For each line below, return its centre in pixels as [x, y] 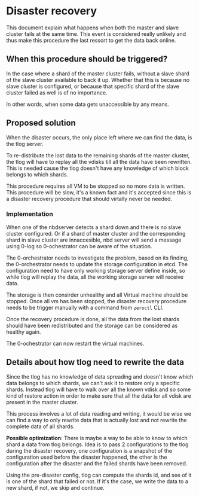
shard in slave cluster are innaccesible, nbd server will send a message [94, 240]
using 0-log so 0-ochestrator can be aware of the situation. [79, 246]
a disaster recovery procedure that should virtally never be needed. [89, 199]
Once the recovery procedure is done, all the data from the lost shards [93, 319]
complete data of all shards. [40, 426]
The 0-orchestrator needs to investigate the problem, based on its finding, [97, 258]
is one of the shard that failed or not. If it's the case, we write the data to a [97, 481]
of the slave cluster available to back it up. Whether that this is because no [98, 80]
